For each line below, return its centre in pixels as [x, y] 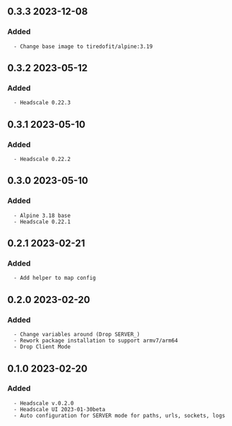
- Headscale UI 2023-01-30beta [60, 409]
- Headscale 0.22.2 [42, 159]
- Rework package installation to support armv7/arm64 [96, 341]
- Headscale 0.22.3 [42, 103]
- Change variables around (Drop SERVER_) [77, 335]
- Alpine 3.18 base [42, 215]
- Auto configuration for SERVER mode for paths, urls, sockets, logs [120, 415]
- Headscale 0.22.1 [42, 222]
